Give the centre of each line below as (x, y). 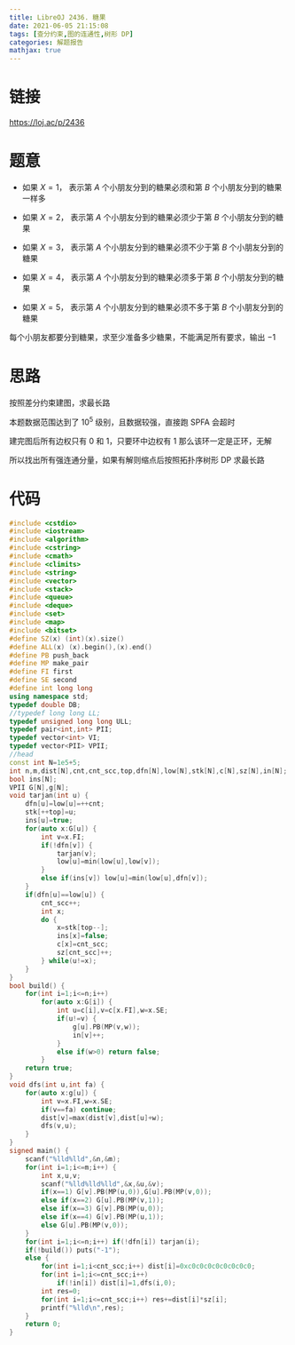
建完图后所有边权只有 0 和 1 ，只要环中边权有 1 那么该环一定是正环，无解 (140, 441)
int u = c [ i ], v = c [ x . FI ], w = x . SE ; (112, 1011)
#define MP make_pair (49, 664)
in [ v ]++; (88, 1035)
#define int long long (51, 688)
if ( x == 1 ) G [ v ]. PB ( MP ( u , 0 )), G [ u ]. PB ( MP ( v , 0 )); (127, 1192)
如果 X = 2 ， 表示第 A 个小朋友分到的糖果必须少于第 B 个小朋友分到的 (149, 217)
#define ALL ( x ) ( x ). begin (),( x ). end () (81, 647)
